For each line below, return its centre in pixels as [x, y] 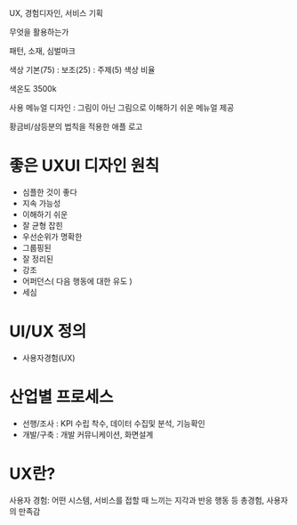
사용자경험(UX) [48, 358]
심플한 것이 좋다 [49, 192]
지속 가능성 [41, 203]
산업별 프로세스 [61, 397]
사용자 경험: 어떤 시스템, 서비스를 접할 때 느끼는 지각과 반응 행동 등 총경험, [137, 500]
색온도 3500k [33, 89]
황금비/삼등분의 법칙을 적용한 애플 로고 [76, 126]
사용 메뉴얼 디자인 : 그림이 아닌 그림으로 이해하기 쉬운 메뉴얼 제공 [122, 108]
